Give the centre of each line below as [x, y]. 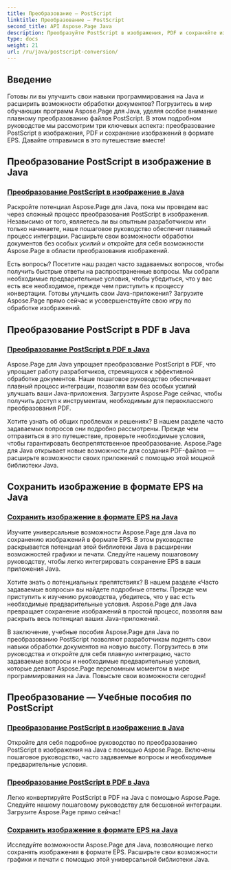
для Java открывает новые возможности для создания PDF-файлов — [111, 450]
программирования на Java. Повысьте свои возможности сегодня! [107, 675]
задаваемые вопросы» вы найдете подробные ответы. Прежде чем [107, 589]
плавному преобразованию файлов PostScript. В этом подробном [104, 118]
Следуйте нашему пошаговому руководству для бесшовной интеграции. [114, 805]
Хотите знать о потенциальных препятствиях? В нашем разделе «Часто [113, 582]
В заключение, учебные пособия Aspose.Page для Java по [93, 632]
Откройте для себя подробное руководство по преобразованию [102, 743]
